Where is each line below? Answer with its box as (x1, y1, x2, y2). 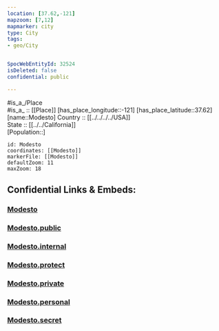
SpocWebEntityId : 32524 (7, 61, 76, 68)
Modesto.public (7, 223, 62, 232)
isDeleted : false (7, 67, 57, 74)
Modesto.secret (7, 315, 62, 325)
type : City (7, 29, 39, 37)
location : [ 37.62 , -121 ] (7, 10, 76, 17)
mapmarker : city (7, 23, 54, 30)
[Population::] (7, 128, 46, 136)
